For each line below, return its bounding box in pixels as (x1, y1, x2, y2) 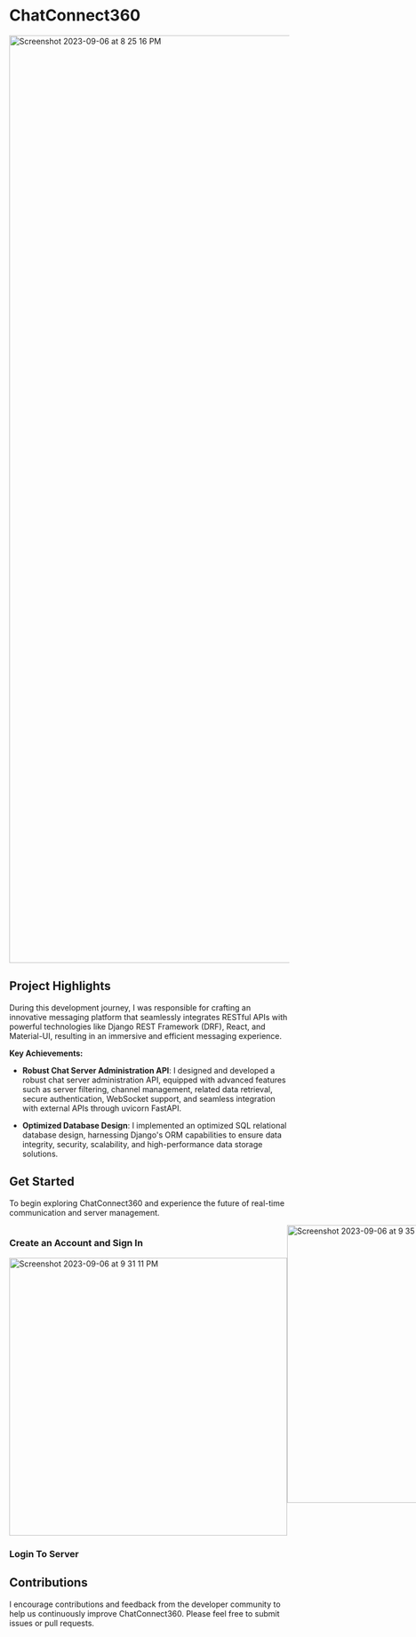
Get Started (9, 1174, 75, 1189)
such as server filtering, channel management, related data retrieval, (21, 1083, 273, 1094)
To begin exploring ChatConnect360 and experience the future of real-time (9, 1197, 285, 1209)
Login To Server (9, 1547, 79, 1560)
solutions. (21, 1148, 59, 1159)
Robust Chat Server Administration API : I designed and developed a (21, 1065, 276, 1075)
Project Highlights (9, 978, 111, 994)
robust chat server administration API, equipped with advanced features (21, 1074, 286, 1085)
